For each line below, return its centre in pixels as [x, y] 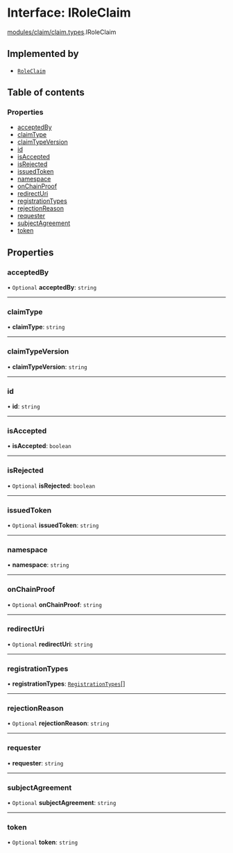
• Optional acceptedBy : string [52, 288]
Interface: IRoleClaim [69, 13]
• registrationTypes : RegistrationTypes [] [66, 684]
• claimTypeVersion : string [48, 367]
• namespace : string [38, 565]
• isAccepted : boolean [39, 446]
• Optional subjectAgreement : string [62, 802]
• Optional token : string [43, 843]
